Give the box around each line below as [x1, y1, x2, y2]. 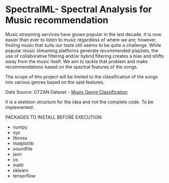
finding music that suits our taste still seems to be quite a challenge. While [5, 42, 161, 48]
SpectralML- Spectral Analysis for [5, 4, 152, 15]
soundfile [12, 145, 33, 151]
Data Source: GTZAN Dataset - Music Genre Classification [5, 89, 128, 95]
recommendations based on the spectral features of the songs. [5, 64, 138, 70]
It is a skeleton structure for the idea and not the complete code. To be [5, 98, 154, 105]
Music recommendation [5, 14, 109, 26]
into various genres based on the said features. [5, 79, 105, 85]
